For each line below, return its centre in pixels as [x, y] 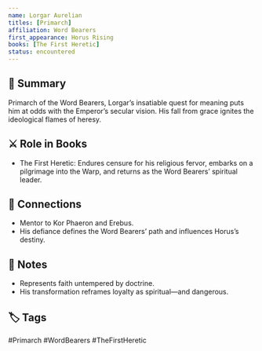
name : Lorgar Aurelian [45, 15]
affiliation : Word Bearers [52, 30]
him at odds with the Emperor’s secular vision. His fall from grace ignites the [131, 111]
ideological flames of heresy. [55, 119]
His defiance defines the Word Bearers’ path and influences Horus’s [129, 232]
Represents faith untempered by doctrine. [87, 283]
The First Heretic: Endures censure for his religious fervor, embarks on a [136, 163]
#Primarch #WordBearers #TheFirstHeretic [78, 340]
